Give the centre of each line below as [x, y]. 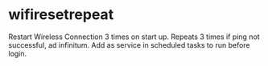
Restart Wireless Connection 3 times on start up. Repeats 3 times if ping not [134, 37]
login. [18, 53]
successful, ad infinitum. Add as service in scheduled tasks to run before [129, 45]
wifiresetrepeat [61, 15]
